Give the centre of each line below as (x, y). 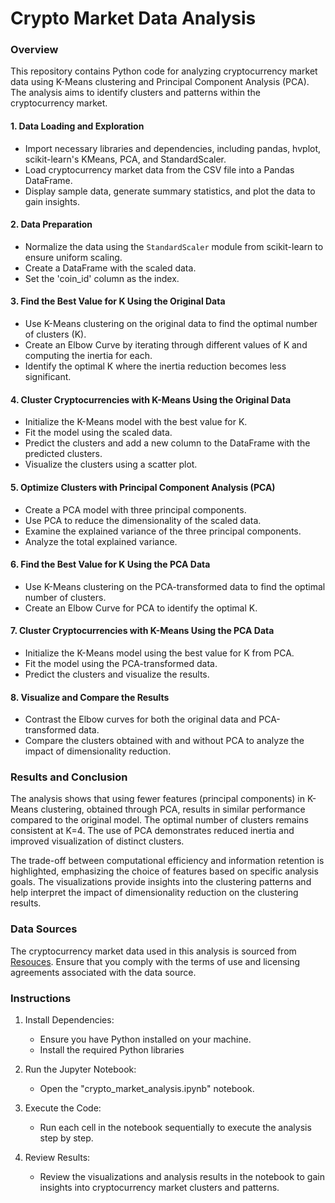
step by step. (66, 1138)
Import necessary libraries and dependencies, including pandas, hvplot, (173, 148)
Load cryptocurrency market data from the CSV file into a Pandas (159, 169)
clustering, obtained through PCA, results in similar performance (173, 809)
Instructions (41, 998)
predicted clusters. (63, 454)
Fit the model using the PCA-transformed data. (121, 663)
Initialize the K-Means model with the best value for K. (136, 422)
